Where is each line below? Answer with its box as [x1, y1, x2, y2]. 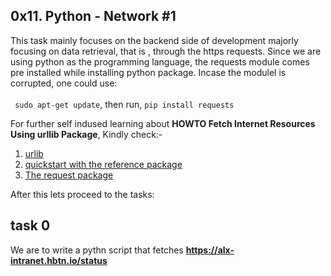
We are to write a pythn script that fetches [10, 244, 184, 256]
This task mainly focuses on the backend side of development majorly [10, 34, 299, 46]
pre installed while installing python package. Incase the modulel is [10, 66, 287, 78]
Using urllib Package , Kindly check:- [10, 128, 163, 140]
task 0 [10, 217, 51, 234]
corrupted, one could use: [10, 77, 118, 89]
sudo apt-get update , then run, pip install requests [14, 98, 235, 110]
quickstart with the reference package [24, 158, 183, 170]
